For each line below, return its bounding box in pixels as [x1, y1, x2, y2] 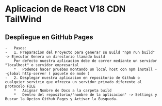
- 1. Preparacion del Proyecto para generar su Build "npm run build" [5, 50, 155, 55]
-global [5, 71, 21, 76]
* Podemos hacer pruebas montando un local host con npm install [14, 67, 153, 72]
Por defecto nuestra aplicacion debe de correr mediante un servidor [14, 59, 158, 63]
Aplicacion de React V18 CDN [5, 3, 126, 15]
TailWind [5, 14, 42, 25]
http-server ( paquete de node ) [22, 71, 90, 76]
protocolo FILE [5, 84, 36, 89]
